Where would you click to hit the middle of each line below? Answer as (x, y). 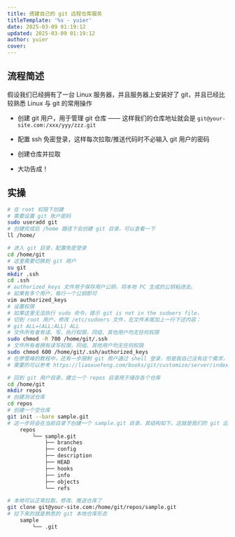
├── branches (63, 443)
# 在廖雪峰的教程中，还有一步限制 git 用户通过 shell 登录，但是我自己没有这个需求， (118, 358)
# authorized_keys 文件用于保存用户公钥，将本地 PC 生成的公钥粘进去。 (101, 287)
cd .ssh (19, 280)
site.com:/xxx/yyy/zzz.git (57, 125)
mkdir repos (24, 391)
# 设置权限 (21, 306)
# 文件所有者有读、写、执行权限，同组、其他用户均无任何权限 (83, 333)
